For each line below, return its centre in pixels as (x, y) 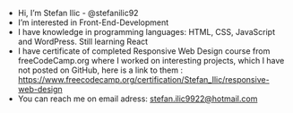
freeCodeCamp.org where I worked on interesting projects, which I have (151, 61)
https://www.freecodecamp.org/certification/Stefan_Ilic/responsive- (144, 79)
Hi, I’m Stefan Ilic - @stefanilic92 (78, 13)
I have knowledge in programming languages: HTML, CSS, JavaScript (146, 32)
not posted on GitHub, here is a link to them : (100, 70)
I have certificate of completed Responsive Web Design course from (144, 51)
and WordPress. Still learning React (83, 41)
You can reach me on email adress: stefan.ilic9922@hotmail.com (138, 99)
